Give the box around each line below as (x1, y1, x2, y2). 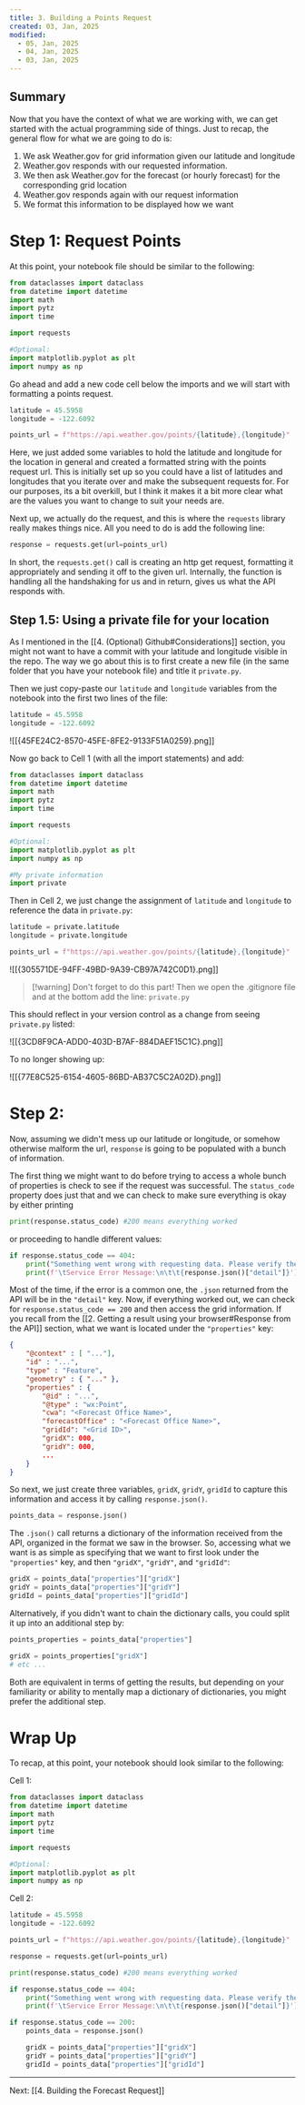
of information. (9, 1152, 65, 1163)
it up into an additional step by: (9, 1617, 125, 1628)
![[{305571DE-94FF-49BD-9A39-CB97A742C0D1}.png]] (9, 964, 220, 975)
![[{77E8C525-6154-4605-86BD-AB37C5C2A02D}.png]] (9, 1071, 221, 1082)
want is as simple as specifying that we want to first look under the (9, 1547, 260, 1558)
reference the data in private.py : (9, 905, 133, 916)
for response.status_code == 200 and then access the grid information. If (9, 1303, 282, 1315)
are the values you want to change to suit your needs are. (9, 495, 225, 506)
